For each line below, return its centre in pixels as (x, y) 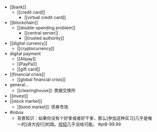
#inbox (17, 112)
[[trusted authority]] (44, 38)
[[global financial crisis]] (41, 79)
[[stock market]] (26, 101)
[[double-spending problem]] (46, 28)
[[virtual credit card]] (45, 17)
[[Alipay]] (26, 59)
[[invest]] (19, 96)
